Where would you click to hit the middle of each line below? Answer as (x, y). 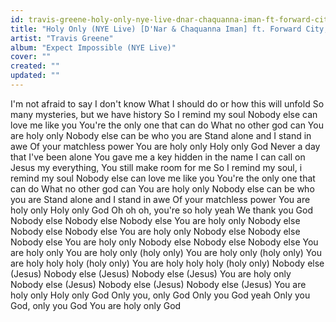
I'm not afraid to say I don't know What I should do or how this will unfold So (167, 103)
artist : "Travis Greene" (62, 38)
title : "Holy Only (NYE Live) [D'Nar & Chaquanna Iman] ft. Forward (156, 29)
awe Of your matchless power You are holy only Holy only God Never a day (165, 146)
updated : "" (35, 76)
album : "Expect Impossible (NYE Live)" (93, 47)
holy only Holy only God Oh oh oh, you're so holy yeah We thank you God (162, 210)
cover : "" (31, 57)
